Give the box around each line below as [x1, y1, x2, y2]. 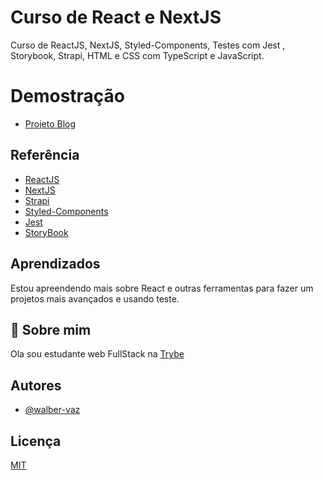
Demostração [10, 85, 126, 108]
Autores [10, 377, 62, 394]
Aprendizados [10, 256, 101, 273]
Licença [10, 432, 62, 450]
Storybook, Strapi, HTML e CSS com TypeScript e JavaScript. [10, 49, 265, 61]
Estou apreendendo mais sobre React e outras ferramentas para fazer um [10, 282, 314, 294]
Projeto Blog [24, 117, 77, 130]
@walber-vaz [24, 404, 81, 416]
